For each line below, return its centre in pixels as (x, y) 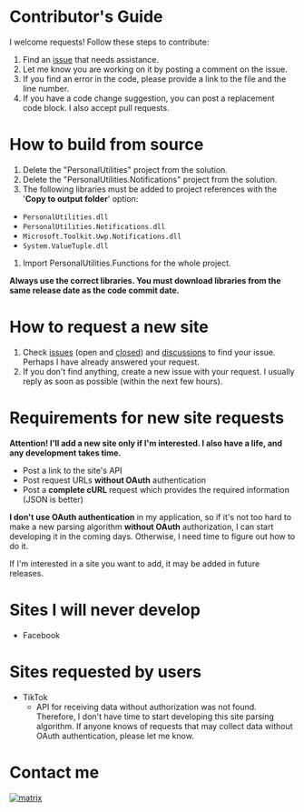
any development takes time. (65, 453)
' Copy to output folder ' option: (80, 198)
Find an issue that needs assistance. (91, 59)
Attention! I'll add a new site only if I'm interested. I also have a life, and (146, 443)
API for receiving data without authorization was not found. (146, 707)
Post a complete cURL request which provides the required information (156, 489)
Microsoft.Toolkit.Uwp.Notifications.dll (102, 236)
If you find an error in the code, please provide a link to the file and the (154, 78)
